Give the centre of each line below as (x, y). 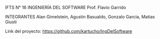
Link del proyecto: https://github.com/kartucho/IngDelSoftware (69, 31)
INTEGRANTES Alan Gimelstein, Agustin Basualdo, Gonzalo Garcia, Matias (80, 17)
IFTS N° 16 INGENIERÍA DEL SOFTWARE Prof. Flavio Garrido (66, 7)
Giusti (11, 22)
